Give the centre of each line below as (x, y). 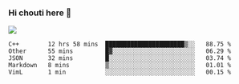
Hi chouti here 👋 (40, 13)
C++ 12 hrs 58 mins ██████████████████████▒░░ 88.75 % (119, 44)
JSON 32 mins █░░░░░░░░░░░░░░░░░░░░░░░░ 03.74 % (119, 58)
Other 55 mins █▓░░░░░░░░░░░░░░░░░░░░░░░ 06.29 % (119, 51)
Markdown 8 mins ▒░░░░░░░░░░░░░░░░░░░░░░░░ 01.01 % (119, 66)
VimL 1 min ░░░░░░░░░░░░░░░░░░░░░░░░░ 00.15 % (119, 72)
